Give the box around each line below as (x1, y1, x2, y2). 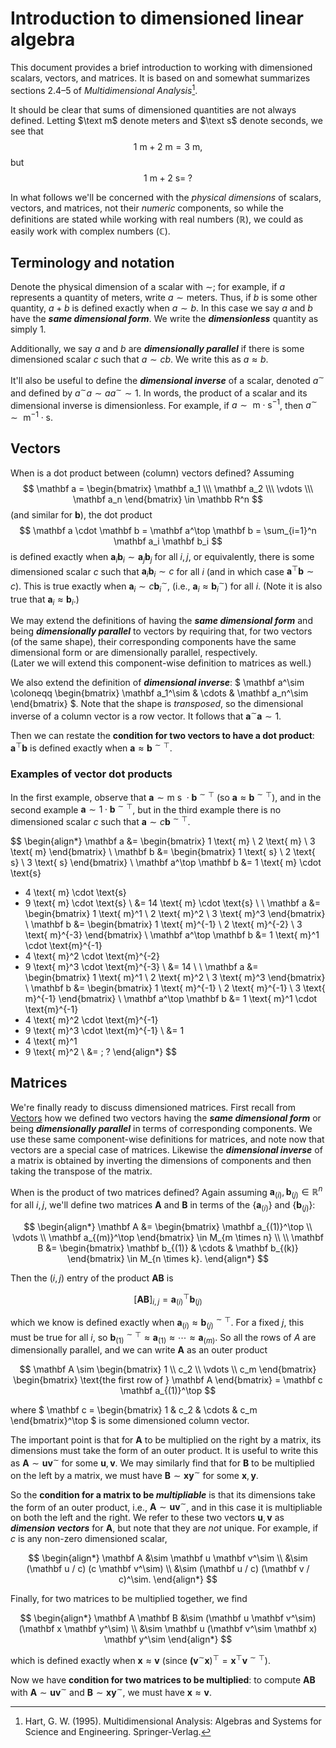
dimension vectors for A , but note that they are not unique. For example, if (10, 1522, 319, 1534)
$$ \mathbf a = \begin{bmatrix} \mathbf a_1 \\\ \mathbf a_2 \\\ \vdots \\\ (22, 482, 314, 494)
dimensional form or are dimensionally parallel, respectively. (10, 647, 258, 659)
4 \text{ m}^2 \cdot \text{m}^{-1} (24, 1013, 159, 1026)
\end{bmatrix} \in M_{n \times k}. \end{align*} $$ (66, 1252, 270, 1264)
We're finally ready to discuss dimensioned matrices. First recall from (10, 1101, 296, 1113)
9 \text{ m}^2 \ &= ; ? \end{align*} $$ (24, 1045, 178, 1057)
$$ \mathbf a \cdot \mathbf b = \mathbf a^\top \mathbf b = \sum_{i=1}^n (19, 524, 317, 536)
